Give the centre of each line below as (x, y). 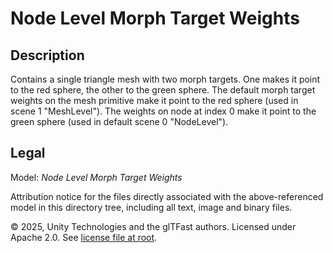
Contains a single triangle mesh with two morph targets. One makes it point (165, 79)
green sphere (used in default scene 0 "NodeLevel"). (119, 121)
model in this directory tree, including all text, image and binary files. (151, 207)
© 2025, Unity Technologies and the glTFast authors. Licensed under (153, 226)
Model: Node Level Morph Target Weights (96, 177)
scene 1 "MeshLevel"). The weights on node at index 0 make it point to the (163, 111)
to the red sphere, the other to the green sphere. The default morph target (163, 90)
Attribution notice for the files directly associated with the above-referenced (167, 196)
